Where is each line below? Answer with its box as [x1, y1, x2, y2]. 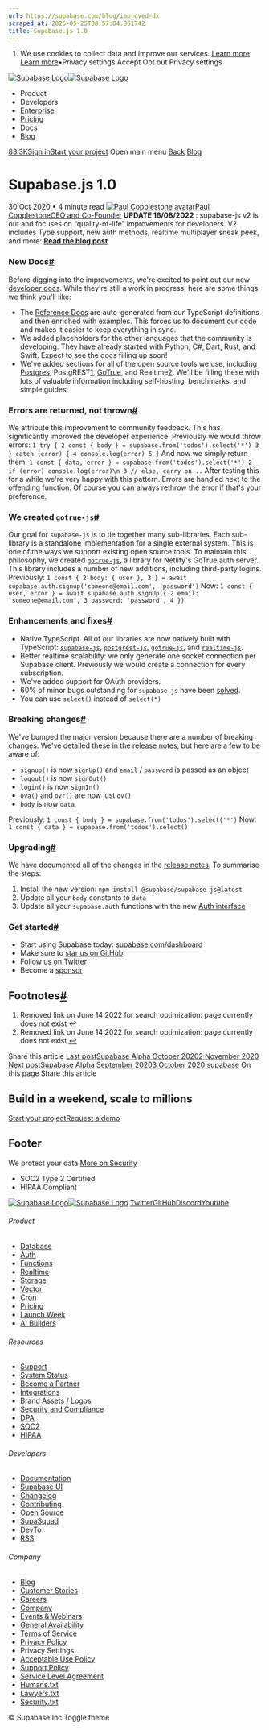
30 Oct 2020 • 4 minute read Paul [8, 202, 210, 212]
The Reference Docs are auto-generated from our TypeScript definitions [19, 307, 259, 317]
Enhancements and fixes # [8, 616, 112, 627]
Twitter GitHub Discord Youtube [129, 1197, 230, 1207]
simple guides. [19, 384, 69, 394]
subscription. [19, 668, 64, 678]
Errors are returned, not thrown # [8, 404, 138, 416]
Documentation [19, 1474, 71, 1483]
